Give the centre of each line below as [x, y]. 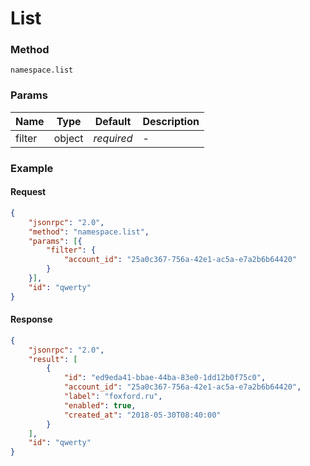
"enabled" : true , [100, 405]
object [68, 138]
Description [171, 121]
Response [31, 319]
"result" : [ [53, 359]
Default [113, 121]
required [113, 138]
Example [32, 168]
